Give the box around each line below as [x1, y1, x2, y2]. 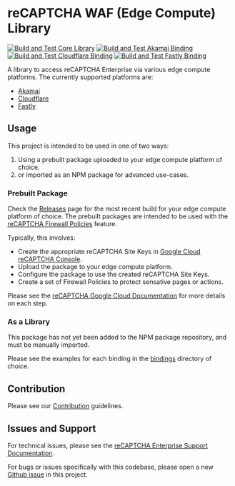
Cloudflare [17, 94, 49, 103]
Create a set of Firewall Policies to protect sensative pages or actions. [17, 278, 224, 286]
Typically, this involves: [7, 233, 76, 242]
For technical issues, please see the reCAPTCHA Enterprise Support [7, 441, 209, 450]
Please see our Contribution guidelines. [7, 402, 124, 410]
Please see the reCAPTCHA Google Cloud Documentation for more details [7, 291, 226, 300]
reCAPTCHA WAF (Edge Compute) [7, 5, 216, 21]
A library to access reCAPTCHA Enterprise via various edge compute [7, 65, 211, 74]
